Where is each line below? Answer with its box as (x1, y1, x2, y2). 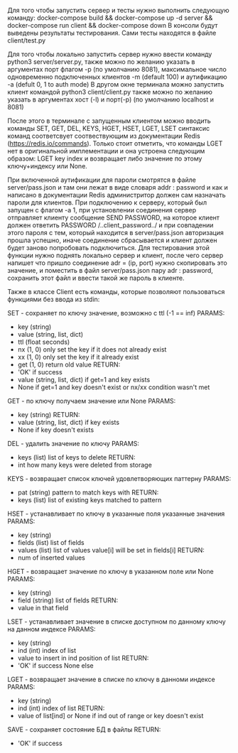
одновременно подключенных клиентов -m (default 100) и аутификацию (7, 72, 227, 81)
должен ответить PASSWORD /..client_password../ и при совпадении (7, 221, 214, 229)
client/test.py (7, 36, 46, 45)
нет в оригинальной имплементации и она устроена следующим (7, 147, 205, 155)
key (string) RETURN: (17, 411, 80, 418)
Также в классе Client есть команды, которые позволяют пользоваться (7, 288, 225, 296)
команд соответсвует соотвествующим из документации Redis (7, 131, 200, 140)
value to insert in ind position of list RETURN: (17, 654, 149, 662)
